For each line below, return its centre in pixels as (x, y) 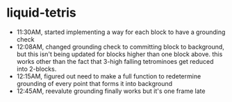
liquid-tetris (42, 13)
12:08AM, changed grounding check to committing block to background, (121, 46)
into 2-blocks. (36, 69)
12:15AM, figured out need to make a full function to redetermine (109, 76)
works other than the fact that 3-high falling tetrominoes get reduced (115, 61)
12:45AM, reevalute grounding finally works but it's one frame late (111, 91)
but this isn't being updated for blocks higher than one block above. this (119, 54)
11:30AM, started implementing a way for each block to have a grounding (121, 32)
